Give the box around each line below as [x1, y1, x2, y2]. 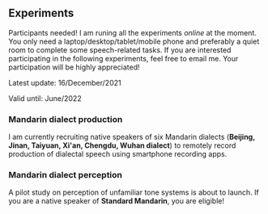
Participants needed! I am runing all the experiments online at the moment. [8, 27, 257, 37]
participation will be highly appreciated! [8, 62, 140, 72]
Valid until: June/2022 [8, 93, 83, 103]
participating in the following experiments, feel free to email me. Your [8, 53, 239, 63]
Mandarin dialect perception [8, 170, 123, 181]
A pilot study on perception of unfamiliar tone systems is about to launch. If [8, 187, 259, 197]
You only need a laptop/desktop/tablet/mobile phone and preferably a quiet [8, 36, 260, 46]
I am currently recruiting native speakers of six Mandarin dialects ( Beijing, [8, 132, 255, 142]
